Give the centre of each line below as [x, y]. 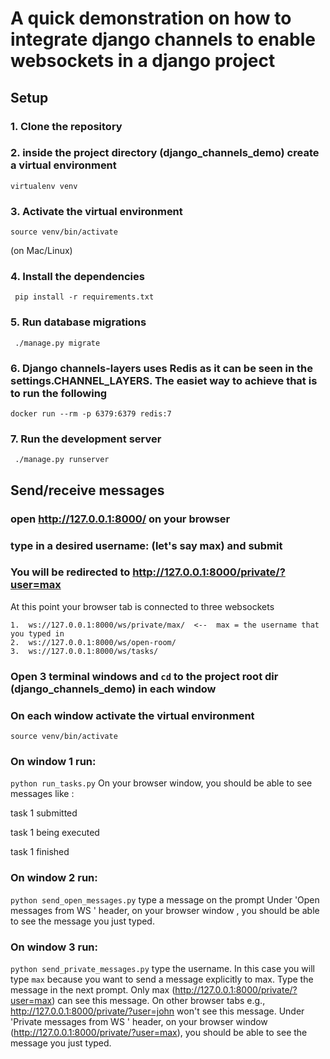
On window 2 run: [54, 878]
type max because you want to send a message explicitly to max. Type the [162, 979]
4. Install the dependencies [77, 277]
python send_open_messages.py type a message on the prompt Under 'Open [165, 899]
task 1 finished [40, 852]
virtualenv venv [44, 186]
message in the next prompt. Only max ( [93, 989]
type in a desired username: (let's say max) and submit [146, 545]
